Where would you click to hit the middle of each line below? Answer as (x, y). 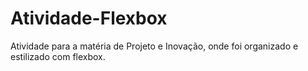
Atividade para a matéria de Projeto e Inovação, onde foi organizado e (154, 46)
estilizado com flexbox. (58, 56)
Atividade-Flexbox (89, 18)
